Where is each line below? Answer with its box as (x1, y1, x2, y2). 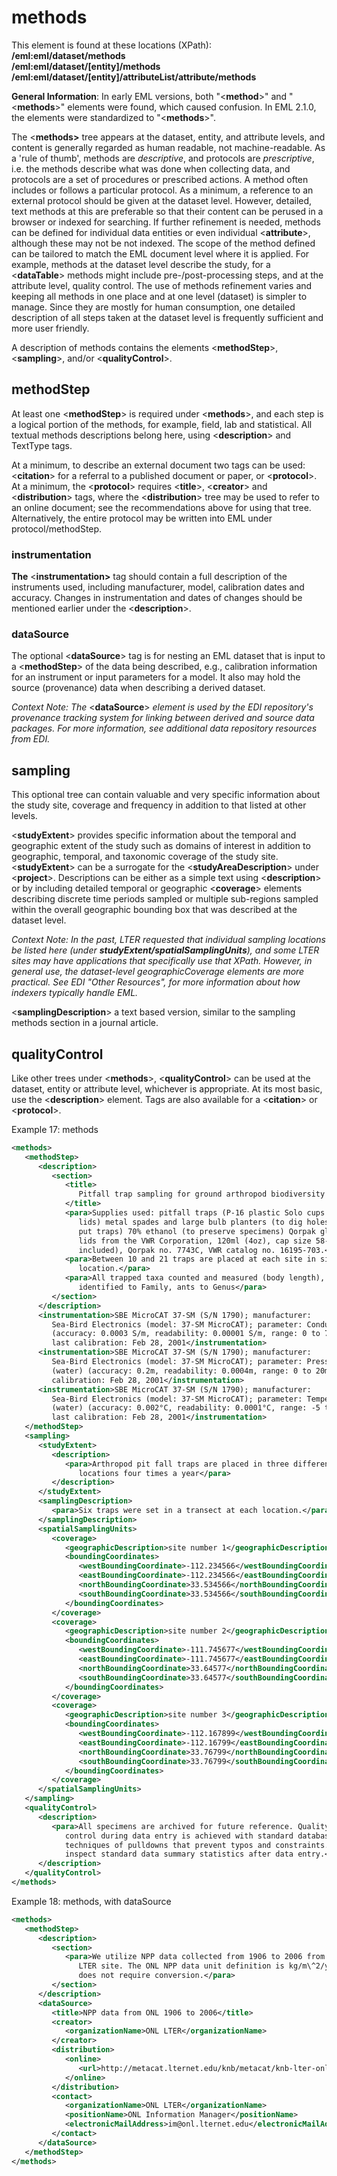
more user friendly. (11, 322, 90, 334)
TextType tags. (11, 439, 73, 451)
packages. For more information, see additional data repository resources (11, 722, 318, 735)
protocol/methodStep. (11, 522, 103, 535)
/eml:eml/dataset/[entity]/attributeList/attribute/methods (11, 71, 257, 83)
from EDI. (11, 733, 51, 745)
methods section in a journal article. (11, 1017, 159, 1029)
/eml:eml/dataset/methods (11, 49, 126, 61)
